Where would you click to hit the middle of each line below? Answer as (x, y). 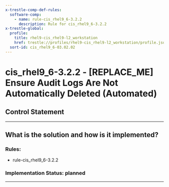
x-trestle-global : (24, 29)
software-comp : (26, 15)
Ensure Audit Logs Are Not (62, 83)
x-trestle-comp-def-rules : (33, 10)
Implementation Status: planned (45, 173)
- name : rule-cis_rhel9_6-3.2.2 (48, 19)
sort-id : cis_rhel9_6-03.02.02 (43, 47)
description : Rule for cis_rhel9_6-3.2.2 (63, 24)
